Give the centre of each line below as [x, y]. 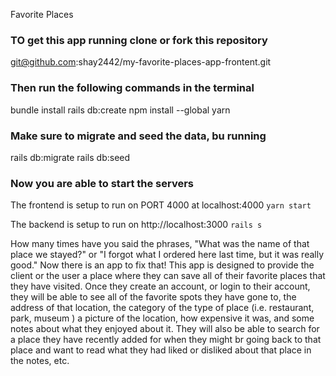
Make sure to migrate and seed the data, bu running [138, 136]
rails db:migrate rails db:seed [70, 157]
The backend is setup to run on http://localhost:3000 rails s [136, 225]
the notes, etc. [40, 361]
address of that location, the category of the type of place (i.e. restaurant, [162, 308]
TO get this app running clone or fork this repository [139, 40]
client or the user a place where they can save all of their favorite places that [168, 276]
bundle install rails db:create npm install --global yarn [120, 110]
